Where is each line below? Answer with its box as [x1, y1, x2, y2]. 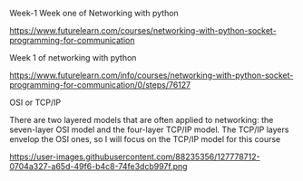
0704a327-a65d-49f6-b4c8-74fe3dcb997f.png [9, 161, 188, 171]
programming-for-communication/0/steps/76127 [9, 80, 191, 90]
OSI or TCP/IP [9, 97, 62, 108]
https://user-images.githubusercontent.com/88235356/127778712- [9, 151, 260, 162]
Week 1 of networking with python [9, 52, 137, 62]
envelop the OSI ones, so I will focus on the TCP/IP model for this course [9, 134, 281, 144]
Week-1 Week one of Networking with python [9, 8, 179, 18]
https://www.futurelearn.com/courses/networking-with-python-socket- [9, 25, 277, 35]
